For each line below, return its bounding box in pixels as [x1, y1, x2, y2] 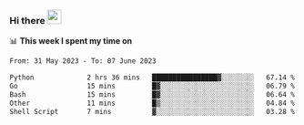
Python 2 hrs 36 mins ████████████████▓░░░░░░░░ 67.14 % [9, 73, 296, 82]
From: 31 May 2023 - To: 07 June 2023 [9, 57, 157, 66]
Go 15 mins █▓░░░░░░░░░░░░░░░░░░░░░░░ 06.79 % [9, 82, 296, 91]
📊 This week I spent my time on [9, 36, 133, 47]
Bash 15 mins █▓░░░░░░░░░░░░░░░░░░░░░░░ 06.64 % [9, 89, 296, 99]
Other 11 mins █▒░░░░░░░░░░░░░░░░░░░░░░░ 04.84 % [9, 99, 296, 108]
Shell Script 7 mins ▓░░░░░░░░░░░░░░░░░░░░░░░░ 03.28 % [9, 107, 296, 116]
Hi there [9, 14, 46, 26]
